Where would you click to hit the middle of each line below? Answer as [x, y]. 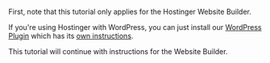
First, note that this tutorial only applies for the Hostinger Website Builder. [130, 12]
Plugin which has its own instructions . [71, 36]
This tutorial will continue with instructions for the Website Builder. [118, 51]
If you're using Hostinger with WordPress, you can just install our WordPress [135, 27]
